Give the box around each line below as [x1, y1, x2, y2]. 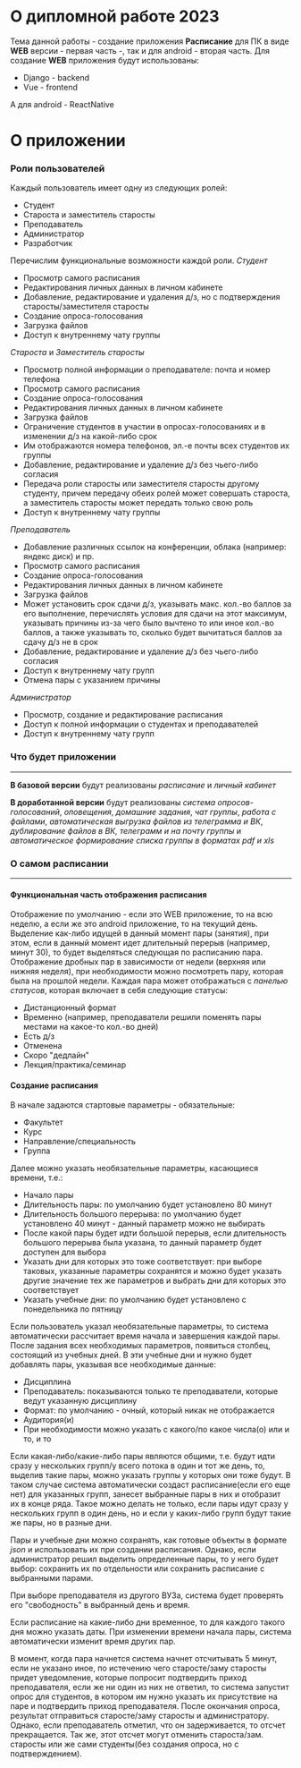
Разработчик [22, 238, 73, 249]
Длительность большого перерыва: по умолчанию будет [22, 1209, 242, 1220]
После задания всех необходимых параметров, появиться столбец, [10, 1340, 271, 1351]
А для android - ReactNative [10, 98, 115, 109]
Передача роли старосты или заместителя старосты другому [22, 479, 260, 489]
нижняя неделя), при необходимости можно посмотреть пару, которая [10, 966, 284, 977]
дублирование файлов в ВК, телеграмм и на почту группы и [10, 825, 242, 836]
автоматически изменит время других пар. [10, 1636, 177, 1647]
